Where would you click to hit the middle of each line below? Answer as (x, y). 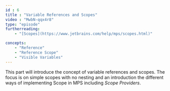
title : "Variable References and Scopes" (51, 15)
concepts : (16, 43)
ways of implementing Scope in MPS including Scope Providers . (73, 83)
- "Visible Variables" (39, 57)
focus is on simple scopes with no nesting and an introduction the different (84, 77)
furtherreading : (23, 29)
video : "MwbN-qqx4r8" (30, 19)
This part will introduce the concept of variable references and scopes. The (85, 72)
